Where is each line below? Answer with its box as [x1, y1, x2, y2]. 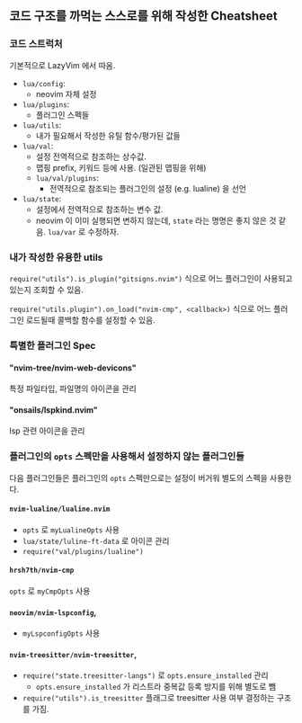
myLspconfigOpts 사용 [22, 628, 101, 638]
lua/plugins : [22, 98, 70, 110]
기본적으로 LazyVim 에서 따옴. [9, 59, 116, 70]
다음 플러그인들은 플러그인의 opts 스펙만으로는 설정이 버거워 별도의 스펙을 [9, 472, 268, 483]
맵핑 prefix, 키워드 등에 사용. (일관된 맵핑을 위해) [35, 162, 207, 173]
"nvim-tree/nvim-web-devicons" [9, 362, 137, 373]
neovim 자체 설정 [35, 88, 97, 99]
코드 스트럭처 [9, 38, 63, 50]
